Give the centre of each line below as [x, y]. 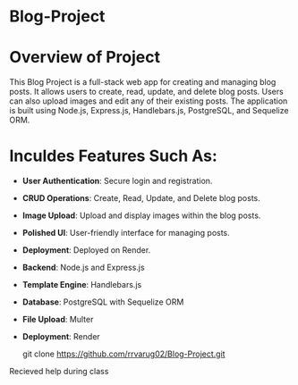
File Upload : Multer [58, 320]
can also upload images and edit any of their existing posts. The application [149, 101]
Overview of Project [85, 58]
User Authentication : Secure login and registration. [117, 181]
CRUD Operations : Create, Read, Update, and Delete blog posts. [141, 198]
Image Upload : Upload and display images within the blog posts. [141, 215]
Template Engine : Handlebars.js [82, 285]
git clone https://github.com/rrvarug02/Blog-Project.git [123, 354]
